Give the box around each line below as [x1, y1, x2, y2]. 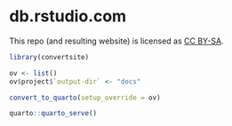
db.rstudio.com [9, 6, 127, 27]
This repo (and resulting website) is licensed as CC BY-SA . [9, 35, 224, 46]
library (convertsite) [9, 52, 90, 61]
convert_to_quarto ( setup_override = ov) [9, 93, 162, 102]
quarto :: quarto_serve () [9, 109, 98, 118]
